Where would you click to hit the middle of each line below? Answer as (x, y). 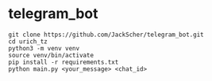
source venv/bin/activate (51, 55)
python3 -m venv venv (44, 48)
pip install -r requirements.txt (64, 62)
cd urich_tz (28, 41)
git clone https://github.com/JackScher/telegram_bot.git (106, 35)
